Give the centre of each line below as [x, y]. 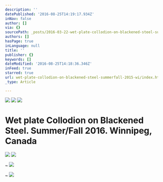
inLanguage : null [23, 46]
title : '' [15, 50]
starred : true [19, 73]
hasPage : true [19, 41]
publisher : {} [19, 55]
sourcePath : [17, 32]
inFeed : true [18, 69]
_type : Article [20, 82]
